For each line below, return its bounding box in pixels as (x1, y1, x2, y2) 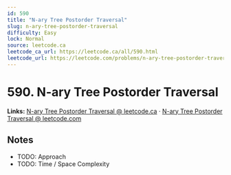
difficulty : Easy (7, 29, 57, 36)
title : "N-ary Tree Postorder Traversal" (7, 16, 128, 23)
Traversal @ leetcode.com (7, 114, 82, 122)
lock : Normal (7, 36, 45, 43)
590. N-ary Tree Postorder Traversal (7, 84, 219, 100)
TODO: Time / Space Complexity (16, 159, 110, 168)
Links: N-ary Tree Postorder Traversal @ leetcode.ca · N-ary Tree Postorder (7, 107, 223, 115)
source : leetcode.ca (7, 42, 67, 49)
